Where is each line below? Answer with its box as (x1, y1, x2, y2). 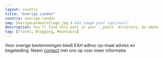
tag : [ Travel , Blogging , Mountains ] (5, 29, 79, 34)
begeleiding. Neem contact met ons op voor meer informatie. (5, 47, 127, 53)
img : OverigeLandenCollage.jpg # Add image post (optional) (5, 20, 130, 25)
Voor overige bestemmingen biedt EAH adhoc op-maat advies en (5, 43, 135, 48)
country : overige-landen (5, 16, 55, 21)
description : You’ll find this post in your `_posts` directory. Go (5, 25, 147, 30)
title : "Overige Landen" (5, 12, 55, 16)
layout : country (5, 7, 38, 12)
